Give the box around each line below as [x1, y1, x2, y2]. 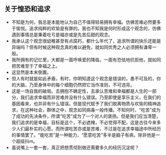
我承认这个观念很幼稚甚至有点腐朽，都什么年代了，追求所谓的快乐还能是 [11, 38, 161, 44]
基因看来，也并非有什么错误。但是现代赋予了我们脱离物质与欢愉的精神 [11, 100, 157, 106]
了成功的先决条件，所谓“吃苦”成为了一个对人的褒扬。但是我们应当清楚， [11, 113, 161, 119]
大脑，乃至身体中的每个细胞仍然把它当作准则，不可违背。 [16, 82, 135, 88]
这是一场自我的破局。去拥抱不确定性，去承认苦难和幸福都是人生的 [11, 88, 148, 94]
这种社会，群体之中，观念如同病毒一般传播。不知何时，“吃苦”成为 [25, 107, 161, 113]
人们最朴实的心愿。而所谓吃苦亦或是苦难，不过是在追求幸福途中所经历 [16, 125, 161, 131]
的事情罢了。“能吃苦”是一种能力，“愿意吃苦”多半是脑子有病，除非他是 [11, 132, 156, 138]
